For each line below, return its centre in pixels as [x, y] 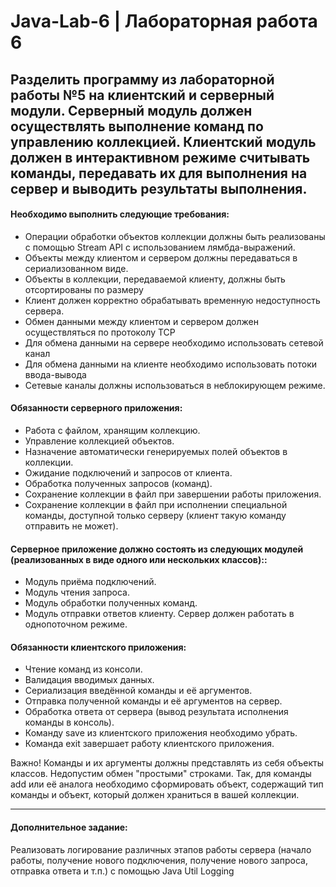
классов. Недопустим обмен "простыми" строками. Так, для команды [161, 774]
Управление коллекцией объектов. [99, 441]
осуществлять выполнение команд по [137, 126]
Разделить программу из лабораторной [142, 79]
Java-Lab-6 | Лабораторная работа [164, 21]
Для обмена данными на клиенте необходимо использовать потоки [171, 364]
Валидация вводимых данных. [89, 680]
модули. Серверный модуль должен [131, 110]
